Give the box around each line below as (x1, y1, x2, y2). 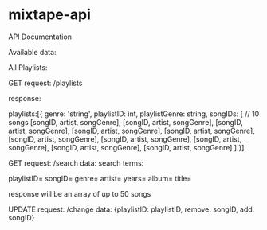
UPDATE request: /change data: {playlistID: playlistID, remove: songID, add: (8, 205, 255, 214)
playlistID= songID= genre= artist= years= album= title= (8, 173, 192, 183)
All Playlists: (8, 62, 48, 72)
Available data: (8, 47, 57, 57)
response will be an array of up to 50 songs (8, 189, 151, 198)
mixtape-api (8, 6, 92, 24)
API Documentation (8, 32, 72, 41)
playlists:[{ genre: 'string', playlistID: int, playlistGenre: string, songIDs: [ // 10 (8, 109, 260, 119)
